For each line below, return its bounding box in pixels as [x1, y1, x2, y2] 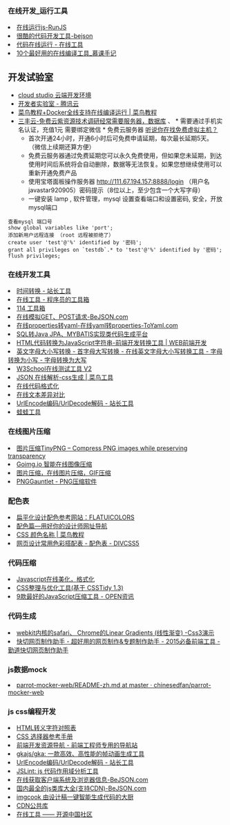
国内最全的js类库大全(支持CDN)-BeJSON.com [17, 784, 147, 792]
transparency [8, 452, 46, 460]
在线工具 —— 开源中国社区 [17, 810, 93, 819]
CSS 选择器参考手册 [17, 732, 73, 741]
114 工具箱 [17, 304, 46, 313]
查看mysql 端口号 [8, 219, 52, 225]
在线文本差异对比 [17, 391, 65, 399]
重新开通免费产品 [28, 169, 77, 177]
